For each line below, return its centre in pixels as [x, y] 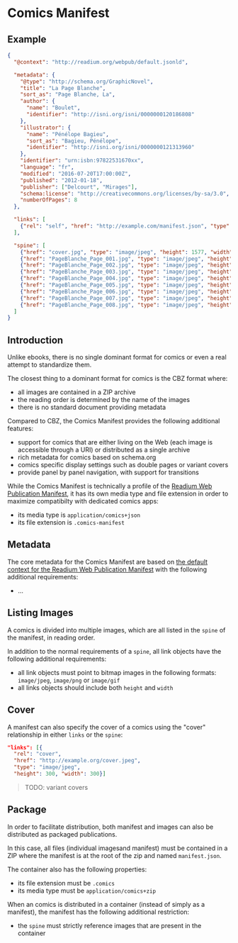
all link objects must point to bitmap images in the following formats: [117, 672]
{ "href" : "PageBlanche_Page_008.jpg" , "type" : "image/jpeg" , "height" [126, 305]
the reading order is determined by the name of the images [103, 400]
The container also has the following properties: [77, 869]
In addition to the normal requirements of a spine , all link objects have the [114, 651]
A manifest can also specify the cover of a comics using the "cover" [107, 727]
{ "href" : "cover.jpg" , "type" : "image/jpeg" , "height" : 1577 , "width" [126, 252]
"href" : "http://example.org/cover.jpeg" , [77, 761]
